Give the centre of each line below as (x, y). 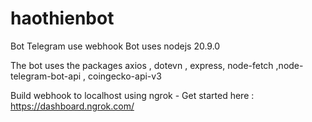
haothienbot (62, 18)
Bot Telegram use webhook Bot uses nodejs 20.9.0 (115, 46)
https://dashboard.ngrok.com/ (72, 106)
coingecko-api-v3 (125, 76)
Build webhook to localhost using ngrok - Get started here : (132, 95)
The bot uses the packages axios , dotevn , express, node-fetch (142, 65)
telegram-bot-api (46, 76)
